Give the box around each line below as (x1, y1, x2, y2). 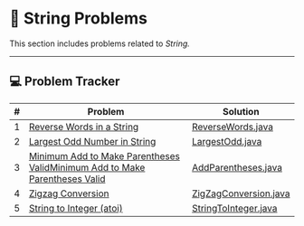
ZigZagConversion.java (191, 187, 290, 200)
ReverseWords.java (191, 120, 274, 133)
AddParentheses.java (191, 161, 283, 174)
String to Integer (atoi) (28, 202, 124, 214)
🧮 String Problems (9, 8, 147, 29)
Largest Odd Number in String (28, 135, 157, 147)
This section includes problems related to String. (9, 38, 190, 49)
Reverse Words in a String (28, 120, 139, 133)
